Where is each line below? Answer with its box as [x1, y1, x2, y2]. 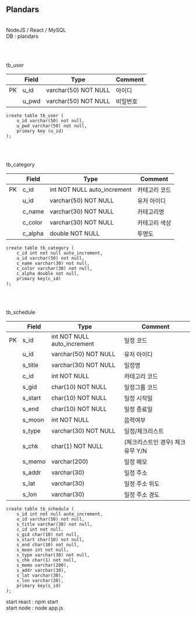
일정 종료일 [124, 405, 153, 413]
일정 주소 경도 [124, 491, 160, 499]
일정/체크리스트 [124, 427, 164, 435]
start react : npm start [6, 598, 58, 605]
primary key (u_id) [16, 128, 64, 134]
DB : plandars [6, 32, 39, 40]
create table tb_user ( [6, 112, 64, 119]
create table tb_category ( [6, 245, 75, 251]
